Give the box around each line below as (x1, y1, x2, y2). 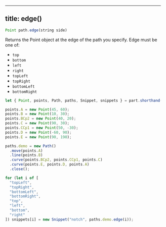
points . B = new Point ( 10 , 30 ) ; (5, 112, 70, 116)
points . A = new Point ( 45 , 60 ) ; (5, 107, 70, 112)
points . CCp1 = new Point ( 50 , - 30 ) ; (5, 125, 79, 130)
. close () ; (9, 167, 30, 171)
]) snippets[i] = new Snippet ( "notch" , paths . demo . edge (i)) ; (5, 217, 134, 222)
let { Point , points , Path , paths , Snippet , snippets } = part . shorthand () (5, 98, 165, 103)
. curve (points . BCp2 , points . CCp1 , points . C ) (9, 157, 103, 163)
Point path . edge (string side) (5, 28, 68, 33)
